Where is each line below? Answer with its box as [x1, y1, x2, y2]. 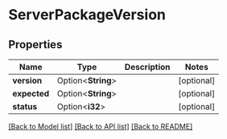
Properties [8, 38, 63, 51]
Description [124, 62, 171, 72]
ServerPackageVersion [8, 6, 167, 24]
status [12, 101, 38, 112]
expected [12, 88, 50, 99]
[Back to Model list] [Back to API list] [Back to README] [8, 122, 193, 131]
